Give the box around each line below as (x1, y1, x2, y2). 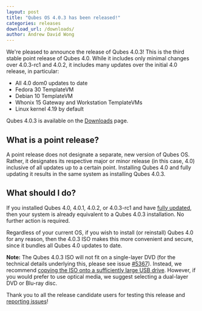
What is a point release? (6, 135, 99, 145)
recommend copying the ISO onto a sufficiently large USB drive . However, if (6, 266, 196, 274)
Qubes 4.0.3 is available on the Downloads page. (6, 117, 129, 125)
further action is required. (6, 217, 70, 224)
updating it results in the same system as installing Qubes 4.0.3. (6, 170, 166, 177)
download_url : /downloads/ (6, 26, 75, 32)
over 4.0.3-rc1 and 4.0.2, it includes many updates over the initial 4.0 (6, 61, 178, 69)
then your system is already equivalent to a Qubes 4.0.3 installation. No (6, 211, 184, 218)
